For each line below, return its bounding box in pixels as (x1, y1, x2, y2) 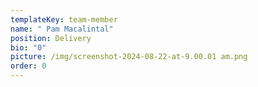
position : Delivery (10, 33, 92, 43)
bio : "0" (10, 42, 47, 53)
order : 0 (10, 61, 47, 71)
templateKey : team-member (10, 14, 118, 25)
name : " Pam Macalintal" (10, 24, 114, 34)
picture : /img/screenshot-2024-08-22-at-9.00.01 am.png (10, 52, 248, 62)
